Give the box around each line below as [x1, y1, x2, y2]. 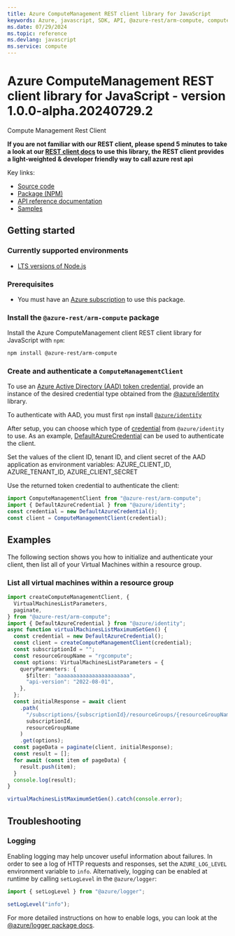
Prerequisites [7, 279, 54, 289]
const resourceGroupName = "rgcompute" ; [13, 652, 133, 659]
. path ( [20, 704, 39, 711]
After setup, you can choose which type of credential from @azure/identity [7, 424, 225, 433]
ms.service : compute [7, 43, 68, 50]
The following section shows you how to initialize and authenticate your [7, 553, 213, 561]
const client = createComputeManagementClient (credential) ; [13, 640, 192, 647]
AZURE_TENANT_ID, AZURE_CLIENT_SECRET [7, 468, 138, 476]
